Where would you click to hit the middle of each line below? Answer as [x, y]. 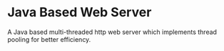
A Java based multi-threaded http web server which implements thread [112, 32]
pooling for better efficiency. [49, 39]
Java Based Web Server [80, 12]
